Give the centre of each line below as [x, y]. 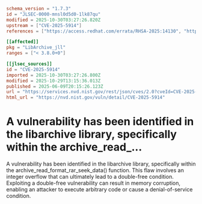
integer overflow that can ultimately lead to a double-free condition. [90, 177]
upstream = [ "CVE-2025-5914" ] [44, 25]
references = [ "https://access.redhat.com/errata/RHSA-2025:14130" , [94, 31]
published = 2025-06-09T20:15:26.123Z [55, 86]
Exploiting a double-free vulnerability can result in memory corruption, [93, 183]
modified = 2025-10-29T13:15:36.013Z [54, 81]
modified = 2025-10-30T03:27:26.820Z [54, 20]
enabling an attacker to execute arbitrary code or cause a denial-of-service [99, 190]
